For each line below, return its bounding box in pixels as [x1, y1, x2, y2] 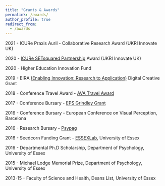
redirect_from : [5, 21, 37, 27]
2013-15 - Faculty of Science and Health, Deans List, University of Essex [5, 175, 156, 181]
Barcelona [5, 115, 27, 122]
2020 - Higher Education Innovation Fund [5, 65, 92, 71]
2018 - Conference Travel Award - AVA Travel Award [5, 90, 115, 96]
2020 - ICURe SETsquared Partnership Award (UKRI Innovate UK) [5, 55, 141, 61]
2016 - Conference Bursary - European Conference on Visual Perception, [5, 110, 157, 116]
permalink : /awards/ [5, 12, 49, 17]
